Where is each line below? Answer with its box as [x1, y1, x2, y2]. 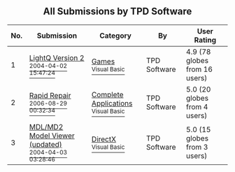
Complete [91, 89, 124, 99]
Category [99, 31, 131, 41]
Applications [91, 98, 133, 108]
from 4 [186, 101, 208, 111]
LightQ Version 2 [29, 52, 85, 62]
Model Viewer [29, 131, 75, 141]
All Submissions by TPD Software [43, 6, 192, 17]
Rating [194, 35, 217, 45]
